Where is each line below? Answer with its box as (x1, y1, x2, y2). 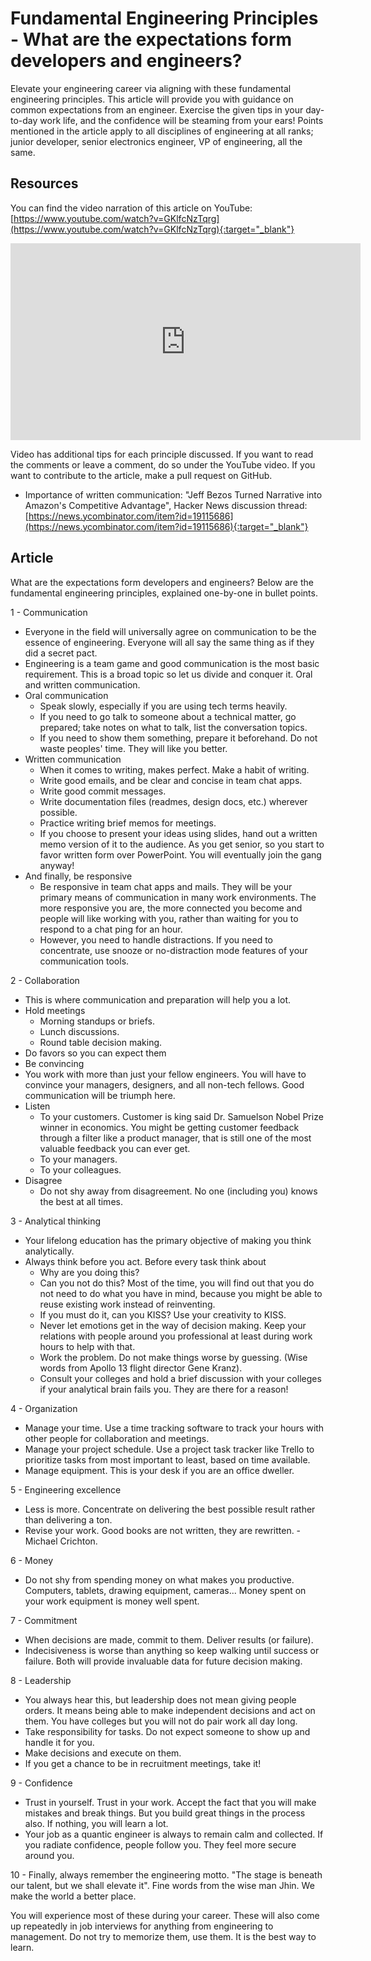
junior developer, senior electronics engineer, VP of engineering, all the (10, 135, 303, 147)
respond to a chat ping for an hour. (39, 923, 183, 935)
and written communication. (24, 678, 141, 691)
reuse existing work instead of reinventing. (39, 1298, 216, 1310)
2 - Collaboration (10, 974, 80, 986)
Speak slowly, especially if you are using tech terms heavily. (39, 700, 288, 712)
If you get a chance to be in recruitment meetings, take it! (24, 1757, 262, 1769)
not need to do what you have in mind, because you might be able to (39, 1287, 323, 1299)
